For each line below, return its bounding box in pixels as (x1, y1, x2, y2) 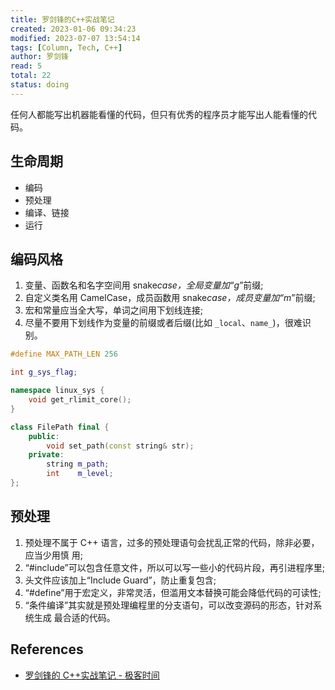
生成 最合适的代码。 (33, 611, 116, 623)
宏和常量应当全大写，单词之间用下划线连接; (24, 304, 204, 316)
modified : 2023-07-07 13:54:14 (10, 33, 141, 43)
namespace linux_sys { (10, 386, 105, 396)
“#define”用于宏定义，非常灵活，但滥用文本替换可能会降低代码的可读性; (24, 586, 322, 598)
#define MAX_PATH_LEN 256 (10, 349, 118, 360)
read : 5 (10, 61, 43, 71)
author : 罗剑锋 (10, 52, 69, 62)
